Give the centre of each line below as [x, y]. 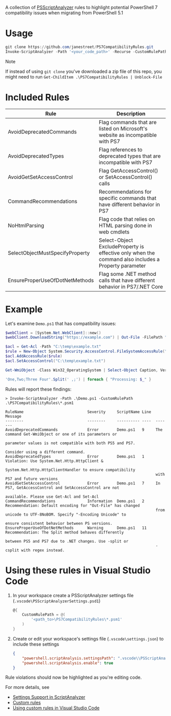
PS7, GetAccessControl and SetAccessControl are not [62, 488]
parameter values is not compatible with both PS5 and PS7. [70, 443]
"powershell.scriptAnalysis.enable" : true [68, 663]
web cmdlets [114, 232]
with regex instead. [43, 550]
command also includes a [129, 259]
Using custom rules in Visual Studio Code [56, 708]
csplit [12, 550]
